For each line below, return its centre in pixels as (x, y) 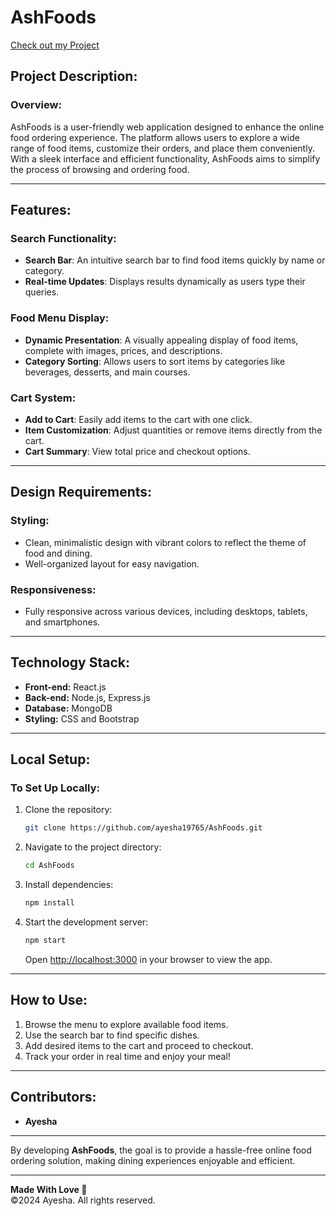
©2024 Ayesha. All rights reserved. (83, 1200)
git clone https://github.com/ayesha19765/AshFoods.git (143, 828)
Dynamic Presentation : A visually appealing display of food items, (161, 340)
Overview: (36, 105)
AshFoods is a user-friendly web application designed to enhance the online (167, 127)
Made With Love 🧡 (49, 1189)
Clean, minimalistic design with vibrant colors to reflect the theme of (165, 542)
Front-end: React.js (65, 687)
